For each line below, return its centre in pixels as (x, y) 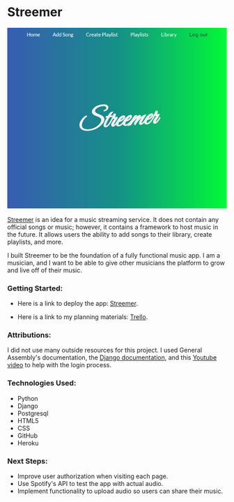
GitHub (28, 435)
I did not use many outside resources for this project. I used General (105, 350)
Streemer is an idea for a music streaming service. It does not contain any (113, 219)
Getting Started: (35, 288)
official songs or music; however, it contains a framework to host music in (113, 227)
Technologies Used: (42, 383)
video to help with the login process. (59, 365)
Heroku (28, 443)
